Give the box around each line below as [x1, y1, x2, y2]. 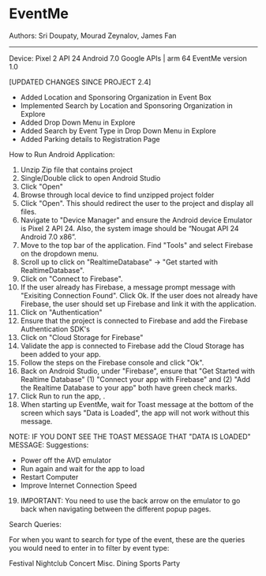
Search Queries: [9, 519, 62, 529]
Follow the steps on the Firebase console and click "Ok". [20, 357, 204, 367]
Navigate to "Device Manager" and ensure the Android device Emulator [20, 215, 253, 225]
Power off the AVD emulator [20, 455, 111, 465]
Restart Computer [20, 472, 79, 481]
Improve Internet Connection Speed [20, 481, 137, 490]
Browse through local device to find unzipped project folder [20, 190, 215, 200]
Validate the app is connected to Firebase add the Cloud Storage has [20, 341, 245, 350]
